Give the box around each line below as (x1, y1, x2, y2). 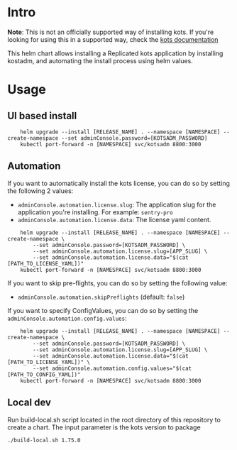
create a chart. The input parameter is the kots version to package (7, 423, 201, 432)
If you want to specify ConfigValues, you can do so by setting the (7, 306, 199, 314)
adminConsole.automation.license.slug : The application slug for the (17, 200, 216, 209)
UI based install (7, 109, 77, 121)
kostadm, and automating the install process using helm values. (7, 56, 193, 65)
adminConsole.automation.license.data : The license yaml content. (17, 215, 211, 224)
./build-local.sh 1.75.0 (7, 437, 81, 444)
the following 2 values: (7, 186, 74, 195)
